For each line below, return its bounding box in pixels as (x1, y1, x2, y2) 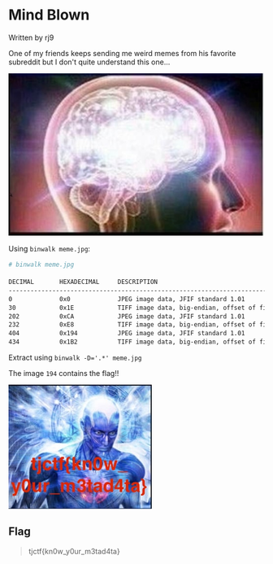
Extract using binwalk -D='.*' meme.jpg (8, 352, 142, 363)
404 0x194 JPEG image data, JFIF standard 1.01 (8, 330, 245, 338)
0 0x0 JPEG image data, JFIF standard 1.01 (8, 295, 245, 303)
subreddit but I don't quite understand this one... (8, 57, 171, 67)
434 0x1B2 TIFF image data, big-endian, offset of (8, 338, 256, 347)
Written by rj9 (8, 33, 54, 42)
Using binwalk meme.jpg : (8, 244, 91, 254)
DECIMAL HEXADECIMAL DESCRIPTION (8, 278, 158, 286)
